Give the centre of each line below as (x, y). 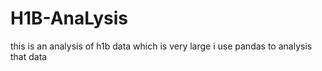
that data (29, 56)
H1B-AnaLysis (69, 18)
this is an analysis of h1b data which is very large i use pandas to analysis (161, 46)
